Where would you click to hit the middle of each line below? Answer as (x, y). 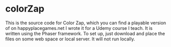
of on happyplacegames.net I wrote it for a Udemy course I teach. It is (79, 28)
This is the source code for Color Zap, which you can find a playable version (86, 23)
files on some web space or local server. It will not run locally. (70, 39)
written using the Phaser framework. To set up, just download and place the (85, 33)
